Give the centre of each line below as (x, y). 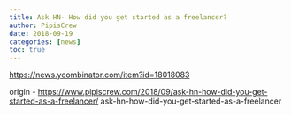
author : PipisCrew (43, 25)
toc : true (27, 50)
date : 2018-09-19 (41, 33)
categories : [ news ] (45, 42)
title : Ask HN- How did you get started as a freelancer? (118, 17)
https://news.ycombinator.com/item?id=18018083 (100, 75)
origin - (23, 92)
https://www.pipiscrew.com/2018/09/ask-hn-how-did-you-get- (153, 92)
